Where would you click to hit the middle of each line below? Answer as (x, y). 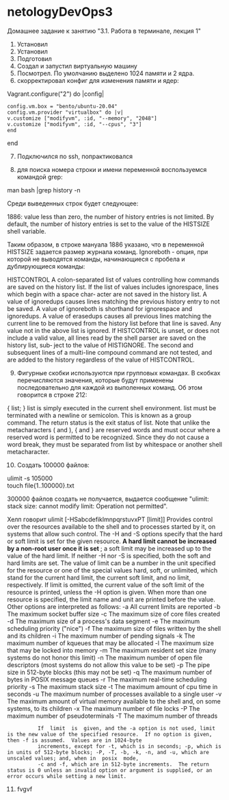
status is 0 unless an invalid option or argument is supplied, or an (110, 770)
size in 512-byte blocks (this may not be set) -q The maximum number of (110, 672)
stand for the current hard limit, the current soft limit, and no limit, (99, 577)
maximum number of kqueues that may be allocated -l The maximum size (110, 643)
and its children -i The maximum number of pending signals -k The (101, 636)
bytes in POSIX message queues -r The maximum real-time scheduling (107, 679)
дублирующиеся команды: (46, 266)
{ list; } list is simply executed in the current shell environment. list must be (112, 408)
